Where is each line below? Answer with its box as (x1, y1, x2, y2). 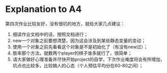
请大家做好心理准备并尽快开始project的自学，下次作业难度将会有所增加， (12, 56, 165, 62)
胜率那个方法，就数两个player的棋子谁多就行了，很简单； (12, 50, 133, 56)
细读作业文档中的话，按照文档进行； (12, 31, 89, 37)
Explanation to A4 (5, 3, 82, 15)
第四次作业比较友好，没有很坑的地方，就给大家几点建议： (5, 20, 125, 26)
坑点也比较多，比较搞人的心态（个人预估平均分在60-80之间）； (12, 62, 144, 68)
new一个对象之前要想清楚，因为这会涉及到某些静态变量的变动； (12, 37, 146, 43)
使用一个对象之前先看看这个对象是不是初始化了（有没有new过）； (12, 43, 148, 49)
